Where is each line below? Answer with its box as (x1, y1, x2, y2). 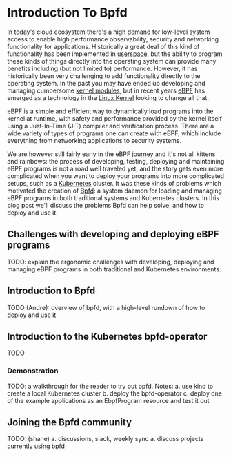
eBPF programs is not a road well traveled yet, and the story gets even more (7, 164, 223, 173)
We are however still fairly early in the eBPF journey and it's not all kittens (7, 150, 216, 158)
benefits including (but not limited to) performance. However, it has (7, 64, 198, 72)
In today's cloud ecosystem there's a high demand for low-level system (7, 28, 210, 36)
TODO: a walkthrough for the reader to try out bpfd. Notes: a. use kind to (7, 382, 214, 390)
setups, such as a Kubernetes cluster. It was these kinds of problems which (7, 179, 222, 187)
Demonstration (7, 366, 59, 376)
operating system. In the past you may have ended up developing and (7, 79, 205, 87)
